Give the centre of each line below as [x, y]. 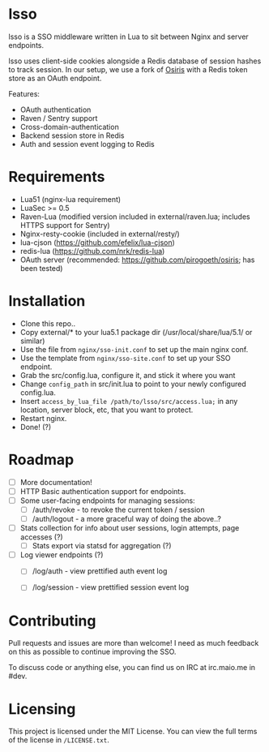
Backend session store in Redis [72, 135]
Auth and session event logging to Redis [88, 144]
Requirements [57, 177]
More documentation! [56, 482]
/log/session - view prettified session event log [111, 587]
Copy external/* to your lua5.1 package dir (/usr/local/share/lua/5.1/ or [136, 332]
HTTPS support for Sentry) [65, 225]
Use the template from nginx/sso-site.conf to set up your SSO [125, 358]
